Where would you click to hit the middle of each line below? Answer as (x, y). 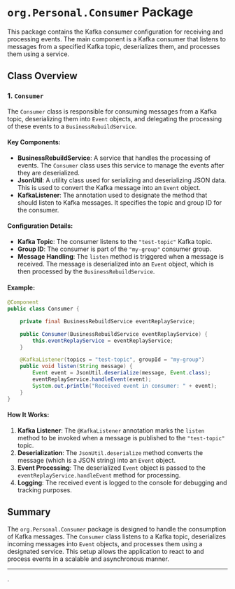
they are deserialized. (49, 172)
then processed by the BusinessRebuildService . (86, 271)
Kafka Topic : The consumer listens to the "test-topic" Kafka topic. (115, 242)
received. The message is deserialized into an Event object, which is (116, 264)
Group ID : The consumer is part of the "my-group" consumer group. (114, 249)
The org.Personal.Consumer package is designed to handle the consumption (117, 529)
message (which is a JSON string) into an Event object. (97, 460)
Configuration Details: (40, 226)
